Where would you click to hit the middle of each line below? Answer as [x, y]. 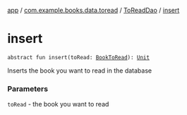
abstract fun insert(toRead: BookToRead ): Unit [79, 57]
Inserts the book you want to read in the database [80, 71]
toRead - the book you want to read [58, 104]
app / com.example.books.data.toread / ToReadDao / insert [93, 10]
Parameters [28, 89]
